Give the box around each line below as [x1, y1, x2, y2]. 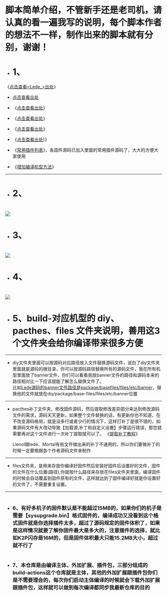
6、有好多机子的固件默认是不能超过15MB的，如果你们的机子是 [12, 505, 162, 512]
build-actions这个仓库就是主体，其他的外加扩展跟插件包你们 [12, 569, 158, 576]
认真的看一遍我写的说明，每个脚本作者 [5, 17, 163, 28]
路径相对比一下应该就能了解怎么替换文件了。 [12, 378, 104, 384]
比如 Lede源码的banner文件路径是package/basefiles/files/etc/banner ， [12, 384, 158, 390]
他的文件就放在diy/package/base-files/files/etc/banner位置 [16, 391, 138, 397]
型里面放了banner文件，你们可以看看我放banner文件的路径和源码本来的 [12, 372, 159, 378]
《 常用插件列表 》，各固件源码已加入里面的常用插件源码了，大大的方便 [12, 147, 154, 153]
